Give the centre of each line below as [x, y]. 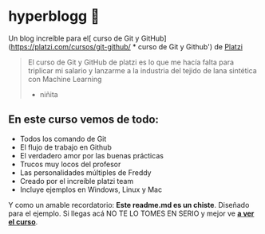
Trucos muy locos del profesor [70, 164]
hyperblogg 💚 [54, 16]
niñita [49, 94]
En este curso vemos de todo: [84, 120]
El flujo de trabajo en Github [65, 147]
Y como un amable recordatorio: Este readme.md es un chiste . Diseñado [129, 205]
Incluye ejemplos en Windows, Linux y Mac [91, 189]
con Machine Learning [65, 79]
